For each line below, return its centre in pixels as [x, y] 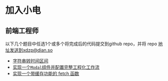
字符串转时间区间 [30, 61]
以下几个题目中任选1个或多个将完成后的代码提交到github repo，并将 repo [81, 44]
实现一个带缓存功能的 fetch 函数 [46, 73]
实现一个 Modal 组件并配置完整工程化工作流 [56, 67]
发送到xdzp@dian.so [31, 50]
